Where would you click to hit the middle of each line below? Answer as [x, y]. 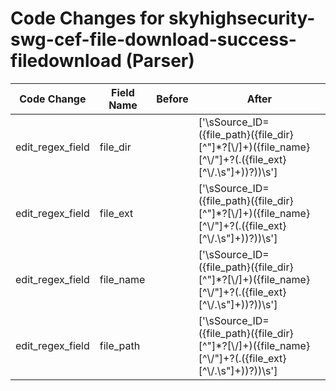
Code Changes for [87, 18]
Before [172, 99]
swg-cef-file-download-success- [153, 39]
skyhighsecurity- [242, 18]
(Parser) [160, 61]
